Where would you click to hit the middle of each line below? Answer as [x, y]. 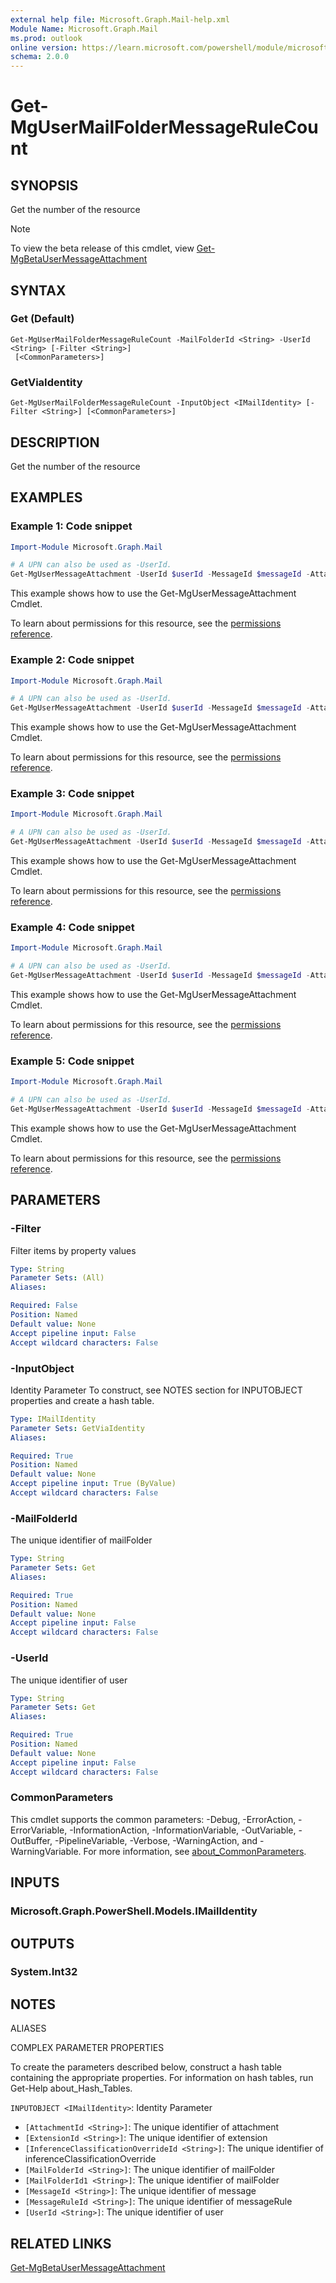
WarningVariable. [46, 1851]
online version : [44, 47]
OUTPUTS [42, 1943]
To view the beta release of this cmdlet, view [102, 248]
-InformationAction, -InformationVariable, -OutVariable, [183, 1830]
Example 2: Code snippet [72, 660]
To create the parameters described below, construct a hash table [146, 2067]
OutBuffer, [31, 1840]
